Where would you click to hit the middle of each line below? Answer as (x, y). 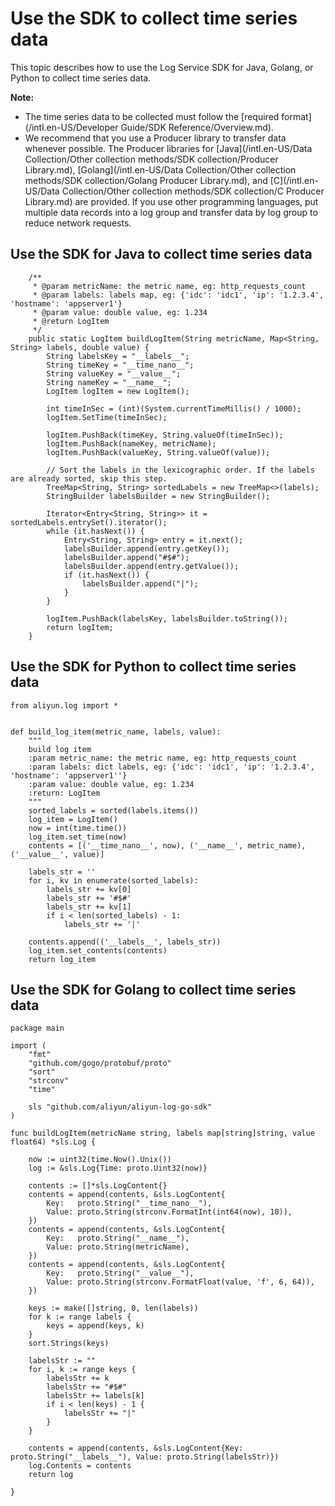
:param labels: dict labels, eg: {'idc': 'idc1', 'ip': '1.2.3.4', (171, 767)
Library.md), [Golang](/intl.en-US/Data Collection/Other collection (160, 169)
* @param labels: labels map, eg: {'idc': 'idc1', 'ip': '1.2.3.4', (178, 295)
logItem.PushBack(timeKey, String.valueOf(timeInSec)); (165, 435)
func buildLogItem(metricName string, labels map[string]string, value (162, 1133)
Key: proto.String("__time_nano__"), (129, 1203)
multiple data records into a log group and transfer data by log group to (171, 212)
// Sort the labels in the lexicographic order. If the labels (180, 470)
